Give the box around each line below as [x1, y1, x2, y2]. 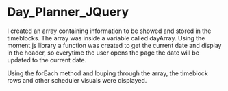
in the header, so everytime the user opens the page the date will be [7, 49, 200, 57]
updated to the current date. [7, 55, 87, 64]
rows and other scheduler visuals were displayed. [7, 76, 147, 84]
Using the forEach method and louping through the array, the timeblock [7, 69, 208, 77]
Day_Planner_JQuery [7, 4, 129, 20]
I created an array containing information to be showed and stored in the [7, 27, 212, 35]
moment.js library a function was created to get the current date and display [7, 41, 222, 49]
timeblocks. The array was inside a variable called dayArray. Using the [7, 34, 205, 42]
